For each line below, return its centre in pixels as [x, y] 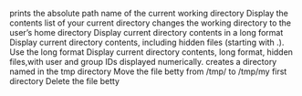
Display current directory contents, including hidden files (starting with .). [147, 42]
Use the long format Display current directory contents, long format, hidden [151, 52]
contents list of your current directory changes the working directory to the [151, 23]
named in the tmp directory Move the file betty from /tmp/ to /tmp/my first [148, 71]
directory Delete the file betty [65, 81]
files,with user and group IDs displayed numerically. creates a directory [143, 62]
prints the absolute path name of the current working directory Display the [149, 13]
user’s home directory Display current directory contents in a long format [146, 32]
